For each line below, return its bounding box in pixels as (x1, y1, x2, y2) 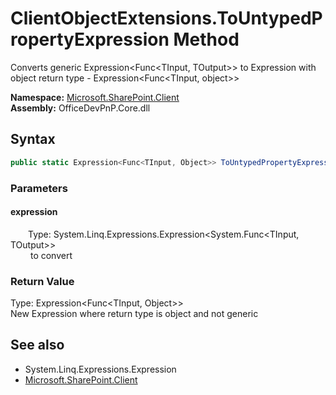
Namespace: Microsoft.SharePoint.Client (10, 91, 180, 103)
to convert (29, 249, 73, 261)
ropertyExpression (10, 28, 170, 51)
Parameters (10, 181, 68, 195)
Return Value (10, 274, 75, 288)
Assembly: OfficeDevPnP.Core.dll (10, 102, 151, 114)
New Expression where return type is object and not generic (10, 308, 259, 320)
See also (10, 337, 65, 354)
